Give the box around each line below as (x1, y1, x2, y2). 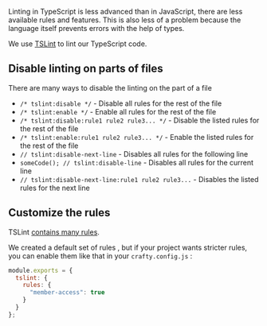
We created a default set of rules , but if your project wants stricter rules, (8, 243, 248, 252)
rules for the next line (19, 183, 90, 192)
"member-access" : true (29, 289, 105, 297)
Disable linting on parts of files (8, 62, 163, 76)
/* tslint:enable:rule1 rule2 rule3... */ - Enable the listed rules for (19, 132, 254, 142)
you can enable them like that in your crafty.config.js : (8, 250, 193, 261)
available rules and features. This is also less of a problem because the (8, 15, 241, 25)
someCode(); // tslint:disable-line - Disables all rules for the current (19, 157, 253, 167)
